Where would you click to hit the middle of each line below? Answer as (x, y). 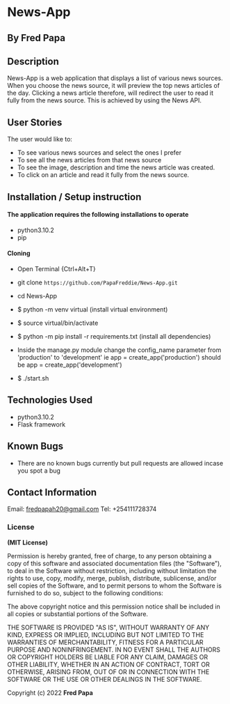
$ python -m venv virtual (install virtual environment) (92, 309)
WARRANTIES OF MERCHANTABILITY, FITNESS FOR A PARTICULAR (105, 642)
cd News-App (37, 296)
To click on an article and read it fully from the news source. (103, 175)
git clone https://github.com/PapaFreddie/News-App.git (98, 282)
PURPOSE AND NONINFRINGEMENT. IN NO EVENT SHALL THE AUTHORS (114, 650)
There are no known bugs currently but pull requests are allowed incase (120, 463)
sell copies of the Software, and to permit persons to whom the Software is (115, 586)
